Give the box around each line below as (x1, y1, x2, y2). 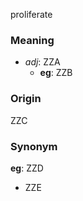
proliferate (10, 9, 53, 20)
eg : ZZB (39, 67, 73, 79)
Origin (10, 92, 42, 106)
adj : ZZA (24, 56, 61, 68)
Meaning (10, 33, 55, 47)
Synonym (10, 139, 58, 153)
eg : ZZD (10, 162, 44, 174)
